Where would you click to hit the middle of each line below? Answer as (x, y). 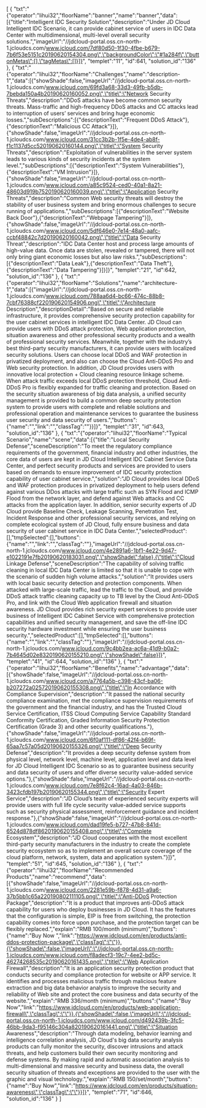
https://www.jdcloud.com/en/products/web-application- (110, 1007)
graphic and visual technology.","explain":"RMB (66, 1079)
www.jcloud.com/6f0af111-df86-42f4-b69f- (101, 740)
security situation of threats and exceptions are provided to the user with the (103, 1072)
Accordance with (155, 688)
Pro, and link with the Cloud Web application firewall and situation (89, 603)
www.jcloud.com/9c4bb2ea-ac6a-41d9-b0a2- (120, 648)
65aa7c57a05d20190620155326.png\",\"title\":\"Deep (73, 746)
